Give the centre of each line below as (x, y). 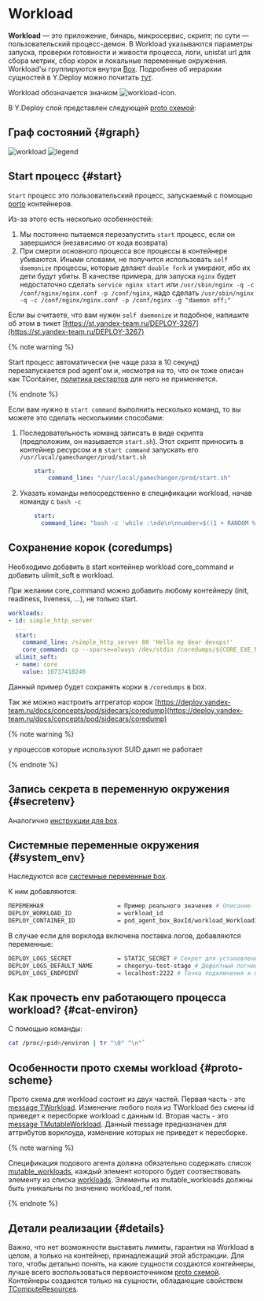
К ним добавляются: (42, 892)
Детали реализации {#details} (86, 1228)
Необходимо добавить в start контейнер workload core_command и (121, 567)
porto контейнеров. (40, 203)
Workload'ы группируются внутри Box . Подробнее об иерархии (115, 68)
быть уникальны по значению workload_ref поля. (90, 1188)
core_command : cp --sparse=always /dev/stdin (98, 650)
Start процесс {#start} (65, 177)
